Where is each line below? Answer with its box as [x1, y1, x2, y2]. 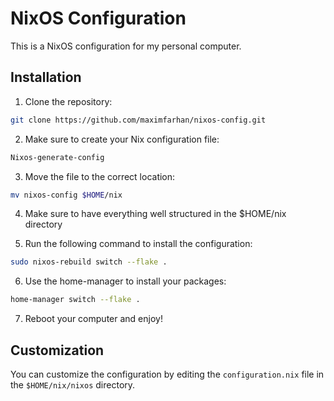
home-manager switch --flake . [10, 295, 141, 305]
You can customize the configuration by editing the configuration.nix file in [10, 368, 325, 380]
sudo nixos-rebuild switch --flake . [10, 257, 168, 267]
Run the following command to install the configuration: [24, 238, 253, 250]
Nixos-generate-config [10, 152, 105, 162]
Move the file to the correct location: [24, 170, 176, 182]
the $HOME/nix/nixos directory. [10, 378, 136, 391]
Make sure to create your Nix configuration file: [24, 133, 220, 145]
